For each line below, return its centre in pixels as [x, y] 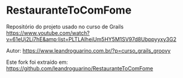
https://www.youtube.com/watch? [48, 32]
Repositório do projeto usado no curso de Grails [65, 27]
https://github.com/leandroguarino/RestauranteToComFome [80, 68]
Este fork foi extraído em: [37, 62]
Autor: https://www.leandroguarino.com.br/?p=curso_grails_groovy [89, 50]
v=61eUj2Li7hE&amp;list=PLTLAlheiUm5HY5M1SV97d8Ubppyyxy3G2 [91, 39]
